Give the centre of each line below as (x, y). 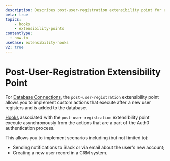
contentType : (19, 33)
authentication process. (30, 128)
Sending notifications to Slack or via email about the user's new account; (89, 147)
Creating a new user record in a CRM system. (60, 153)
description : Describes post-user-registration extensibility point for (83, 10)
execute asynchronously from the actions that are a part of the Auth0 (77, 123)
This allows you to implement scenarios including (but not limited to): (77, 138)
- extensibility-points (39, 29)
